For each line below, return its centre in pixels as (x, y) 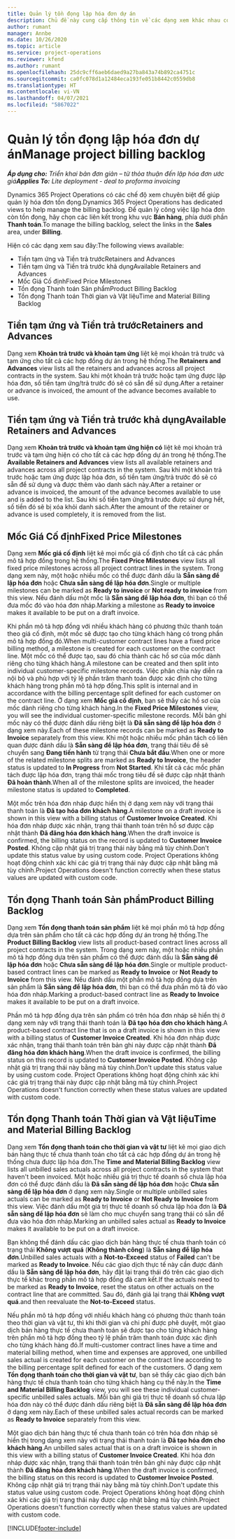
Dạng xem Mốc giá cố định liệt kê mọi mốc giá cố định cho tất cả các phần (115, 553)
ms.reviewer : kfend (36, 59)
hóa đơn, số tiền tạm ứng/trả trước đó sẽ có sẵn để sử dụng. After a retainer (115, 383)
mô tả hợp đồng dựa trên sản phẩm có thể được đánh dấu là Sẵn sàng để (113, 957)
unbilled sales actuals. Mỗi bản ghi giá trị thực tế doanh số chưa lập (129, 1397)
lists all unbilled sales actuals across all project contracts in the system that (115, 1169)
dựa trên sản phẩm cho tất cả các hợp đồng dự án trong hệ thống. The (108, 935)
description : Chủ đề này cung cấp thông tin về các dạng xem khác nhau (114, 20)
